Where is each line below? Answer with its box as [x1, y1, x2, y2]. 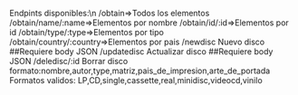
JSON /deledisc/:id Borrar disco [9, 56, 129, 66]
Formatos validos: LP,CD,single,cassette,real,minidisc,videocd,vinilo [9, 75, 263, 85]
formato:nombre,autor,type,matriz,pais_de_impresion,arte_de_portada [9, 65, 271, 76]
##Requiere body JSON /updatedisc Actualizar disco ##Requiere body [9, 46, 274, 57]
